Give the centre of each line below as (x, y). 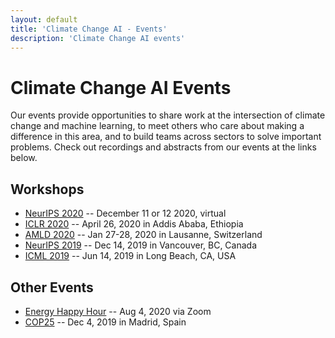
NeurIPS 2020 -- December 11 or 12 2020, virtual (125, 213)
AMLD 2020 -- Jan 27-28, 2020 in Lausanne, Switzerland (143, 235)
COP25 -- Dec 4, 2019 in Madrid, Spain (105, 322)
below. (24, 158)
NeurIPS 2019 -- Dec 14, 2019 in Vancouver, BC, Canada (141, 245)
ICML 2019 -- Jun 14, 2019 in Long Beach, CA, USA (130, 256)
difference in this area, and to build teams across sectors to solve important (166, 137)
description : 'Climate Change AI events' (98, 38)
